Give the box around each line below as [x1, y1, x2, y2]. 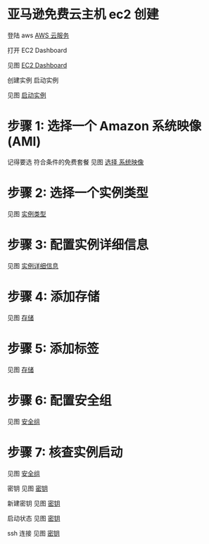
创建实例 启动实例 [7, 75, 58, 84]
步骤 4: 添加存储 [7, 289, 100, 305]
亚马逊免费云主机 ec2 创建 [7, 6, 160, 23]
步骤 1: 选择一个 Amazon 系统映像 [7, 118, 202, 134]
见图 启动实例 [7, 91, 46, 99]
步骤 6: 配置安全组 [7, 392, 112, 408]
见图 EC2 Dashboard [7, 61, 68, 69]
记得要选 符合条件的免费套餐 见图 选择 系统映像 [7, 158, 144, 166]
